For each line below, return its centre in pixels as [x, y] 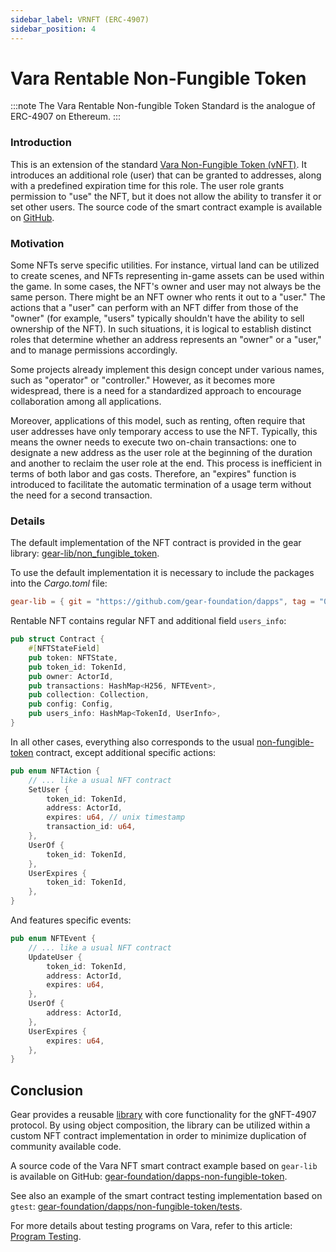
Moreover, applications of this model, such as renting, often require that [158, 421]
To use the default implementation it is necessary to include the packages [162, 573]
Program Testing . [46, 1237]
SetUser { [49, 789]
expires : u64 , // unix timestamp [116, 817]
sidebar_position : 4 [53, 29]
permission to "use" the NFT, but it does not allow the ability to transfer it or [166, 196]
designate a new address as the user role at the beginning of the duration [161, 453]
